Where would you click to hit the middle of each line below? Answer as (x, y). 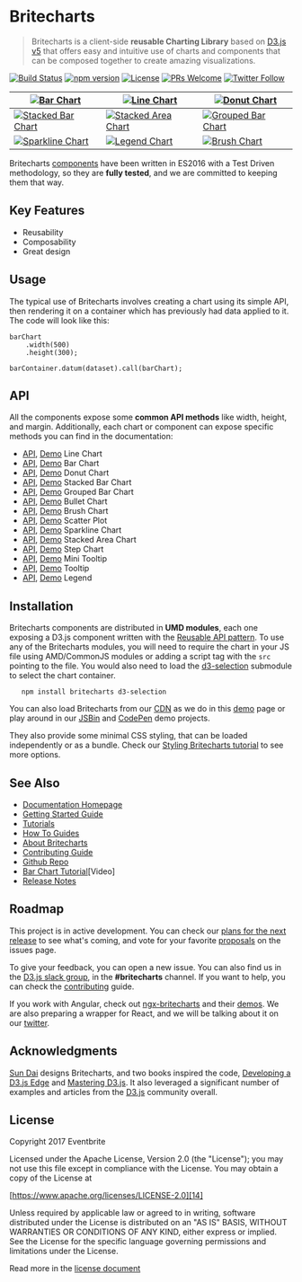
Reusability (43, 232)
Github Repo (45, 862)
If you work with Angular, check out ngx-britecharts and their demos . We (144, 1003)
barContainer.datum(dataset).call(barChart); (96, 368)
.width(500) (48, 345)
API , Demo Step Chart (63, 549)
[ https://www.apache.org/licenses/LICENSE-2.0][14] (107, 1196)
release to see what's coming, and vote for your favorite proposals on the (145, 940)
